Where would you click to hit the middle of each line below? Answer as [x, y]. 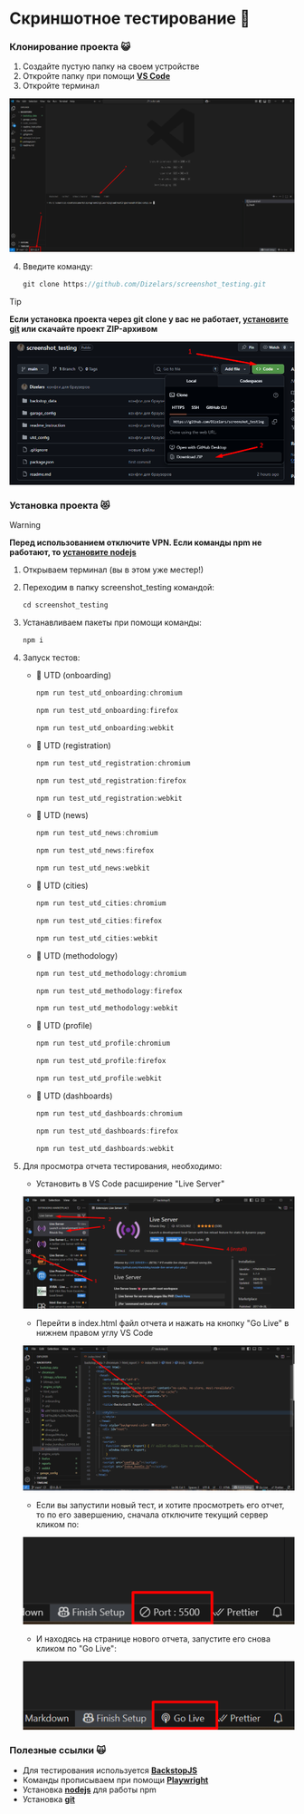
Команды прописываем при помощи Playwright [115, 1780]
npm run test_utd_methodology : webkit [107, 1009]
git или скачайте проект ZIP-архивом [84, 328]
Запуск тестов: [51, 658]
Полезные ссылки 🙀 [58, 1751]
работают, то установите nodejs [73, 552]
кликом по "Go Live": [76, 1649]
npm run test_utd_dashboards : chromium [109, 1113]
